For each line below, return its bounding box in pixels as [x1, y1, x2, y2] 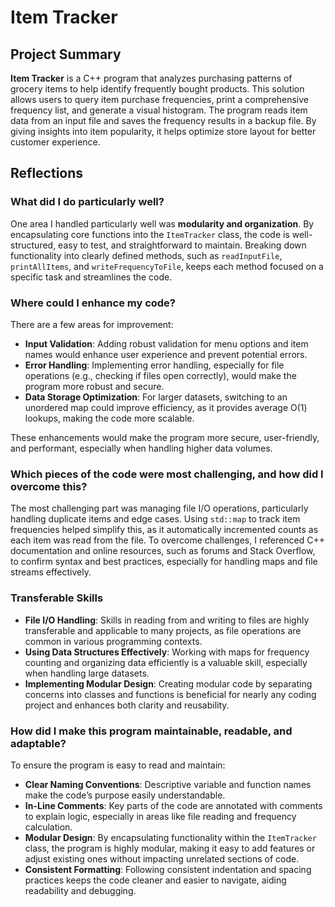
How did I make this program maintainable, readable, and [10, 724, 293, 738]
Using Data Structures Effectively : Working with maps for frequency [24, 646, 310, 658]
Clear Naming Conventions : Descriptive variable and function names [24, 778, 312, 790]
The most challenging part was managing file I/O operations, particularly [10, 502, 309, 515]
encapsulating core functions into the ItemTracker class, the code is [10, 228, 290, 240]
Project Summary [10, 46, 122, 63]
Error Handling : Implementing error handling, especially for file [24, 359, 285, 371]
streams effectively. [10, 566, 92, 578]
